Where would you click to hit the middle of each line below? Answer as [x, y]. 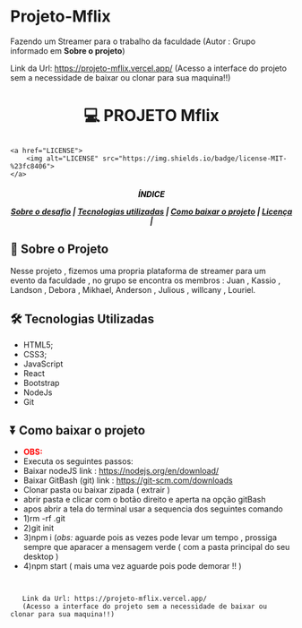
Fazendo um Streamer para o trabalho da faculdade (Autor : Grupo [133, 41]
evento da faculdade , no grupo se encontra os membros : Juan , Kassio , [146, 280]
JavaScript [43, 364]
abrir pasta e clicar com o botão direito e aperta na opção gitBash [145, 500]
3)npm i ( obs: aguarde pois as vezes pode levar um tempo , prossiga [150, 538]
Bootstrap [41, 383]
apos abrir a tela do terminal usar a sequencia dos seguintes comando [153, 509]
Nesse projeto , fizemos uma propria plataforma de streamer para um [138, 271]
